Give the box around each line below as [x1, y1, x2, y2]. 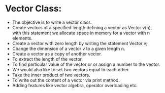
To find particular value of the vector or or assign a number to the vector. [12, 61, 161, 67]
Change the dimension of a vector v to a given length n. [12, 46, 126, 51]
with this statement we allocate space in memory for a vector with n [12, 30, 150, 36]
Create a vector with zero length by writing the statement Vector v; [12, 40, 148, 46]
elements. [12, 35, 33, 41]
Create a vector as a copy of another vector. [12, 50, 102, 57]
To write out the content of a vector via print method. [12, 77, 120, 83]
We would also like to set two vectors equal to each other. [12, 66, 130, 72]
